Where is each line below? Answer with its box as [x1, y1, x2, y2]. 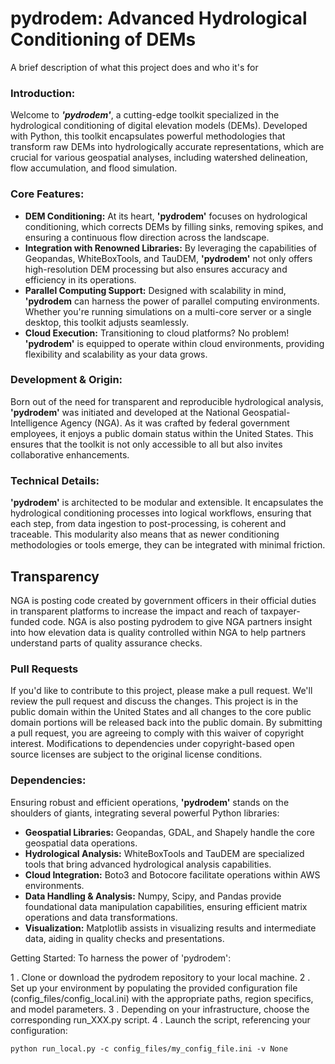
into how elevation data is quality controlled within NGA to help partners [10, 626, 307, 638]
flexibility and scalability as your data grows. [24, 348, 208, 360]
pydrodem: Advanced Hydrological [10, 7, 308, 30]
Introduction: [10, 86, 76, 100]
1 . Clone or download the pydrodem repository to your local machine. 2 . [10, 971, 311, 983]
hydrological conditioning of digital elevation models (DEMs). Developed [10, 120, 308, 132]
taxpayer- [260, 605, 301, 617]
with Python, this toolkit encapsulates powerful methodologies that [10, 130, 286, 142]
